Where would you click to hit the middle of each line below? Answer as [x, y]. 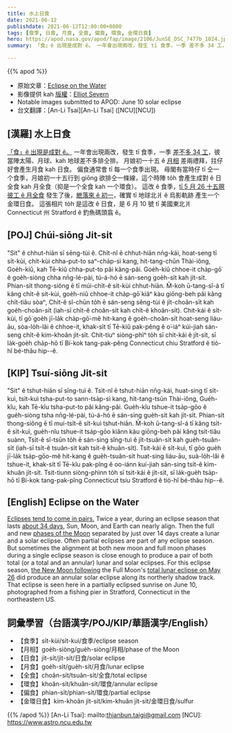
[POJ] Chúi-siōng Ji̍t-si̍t [60, 235]
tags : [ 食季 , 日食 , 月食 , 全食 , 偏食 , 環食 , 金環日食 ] [79, 33]
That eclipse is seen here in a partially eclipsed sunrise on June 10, [103, 585]
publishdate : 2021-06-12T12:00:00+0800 [65, 26]
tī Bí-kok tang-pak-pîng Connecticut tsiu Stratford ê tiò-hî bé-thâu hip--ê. [120, 480]
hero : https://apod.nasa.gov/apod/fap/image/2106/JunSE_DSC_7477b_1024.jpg [118, 39]
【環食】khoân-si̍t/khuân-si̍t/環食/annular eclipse [87, 684]
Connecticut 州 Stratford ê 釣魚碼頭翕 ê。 [66, 212]
